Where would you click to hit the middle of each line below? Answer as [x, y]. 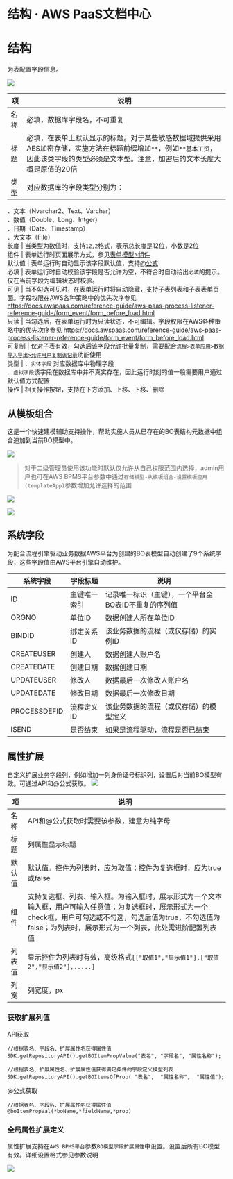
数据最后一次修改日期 [140, 693]
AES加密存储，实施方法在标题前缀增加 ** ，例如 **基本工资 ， [122, 149]
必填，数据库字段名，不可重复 [75, 120]
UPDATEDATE [33, 693]
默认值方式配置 [28, 381]
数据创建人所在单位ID [140, 617]
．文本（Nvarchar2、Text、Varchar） [61, 211]
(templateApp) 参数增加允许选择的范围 [78, 485]
